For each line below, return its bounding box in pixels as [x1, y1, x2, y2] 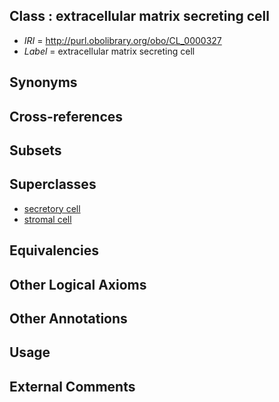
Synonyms [9, 74, 78, 91]
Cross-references [9, 108, 124, 125]
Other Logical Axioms [9, 276, 147, 293]
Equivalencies [9, 242, 99, 259]
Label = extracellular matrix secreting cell [23, 45, 196, 57]
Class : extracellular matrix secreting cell [9, 8, 271, 25]
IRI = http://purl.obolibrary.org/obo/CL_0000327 [23, 34, 222, 46]
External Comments [9, 378, 136, 395]
